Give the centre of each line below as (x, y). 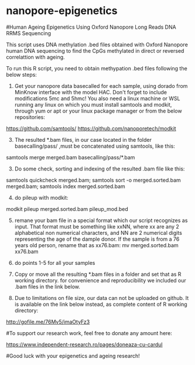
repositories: (30, 117)
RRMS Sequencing (29, 33)
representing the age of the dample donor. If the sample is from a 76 (97, 239)
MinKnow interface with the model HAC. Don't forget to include (90, 92)
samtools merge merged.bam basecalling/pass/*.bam (71, 157)
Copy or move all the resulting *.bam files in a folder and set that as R (98, 274)
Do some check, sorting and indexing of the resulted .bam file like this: (100, 169)
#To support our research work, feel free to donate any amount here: (89, 333)
